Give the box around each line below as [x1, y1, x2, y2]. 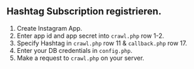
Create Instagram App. [16, 24, 83, 32]
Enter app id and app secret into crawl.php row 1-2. [16, 31, 165, 40]
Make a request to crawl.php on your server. [16, 54, 145, 62]
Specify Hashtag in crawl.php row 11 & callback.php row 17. [16, 38, 188, 47]
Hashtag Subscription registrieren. [6, 6, 162, 17]
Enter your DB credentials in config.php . [16, 46, 132, 54]
